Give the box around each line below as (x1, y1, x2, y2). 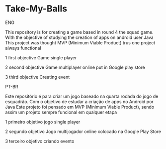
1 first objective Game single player (5, 54, 77, 60)
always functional (5, 45, 41, 51)
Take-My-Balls (5, 3, 68, 14)
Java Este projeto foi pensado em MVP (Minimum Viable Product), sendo (5, 104, 155, 110)
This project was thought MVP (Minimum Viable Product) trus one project (5, 39, 156, 45)
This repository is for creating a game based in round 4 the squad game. (5, 29, 154, 35)
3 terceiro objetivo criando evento (5, 138, 75, 144)
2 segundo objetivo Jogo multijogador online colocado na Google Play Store (5, 128, 162, 135)
